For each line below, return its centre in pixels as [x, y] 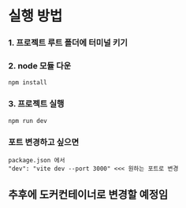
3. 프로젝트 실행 [36, 104]
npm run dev [28, 121]
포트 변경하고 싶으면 [44, 142]
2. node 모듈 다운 [40, 66]
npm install [28, 83]
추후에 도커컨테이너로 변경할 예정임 [88, 195]
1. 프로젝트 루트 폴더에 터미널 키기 [68, 43]
